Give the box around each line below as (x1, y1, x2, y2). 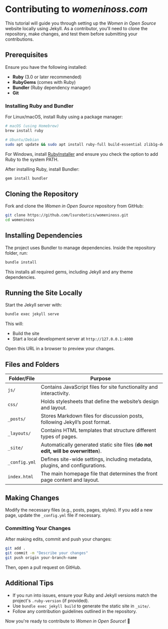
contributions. (5, 36, 34, 42)
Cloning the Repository (5, 189, 78, 198)
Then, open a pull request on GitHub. (5, 564, 81, 570)
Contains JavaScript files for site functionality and (40, 383, 158, 390)
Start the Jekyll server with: (5, 302, 62, 308)
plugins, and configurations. (40, 462, 106, 469)
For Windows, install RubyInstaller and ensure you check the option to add (5, 151, 158, 157)
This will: (5, 321, 23, 327)
